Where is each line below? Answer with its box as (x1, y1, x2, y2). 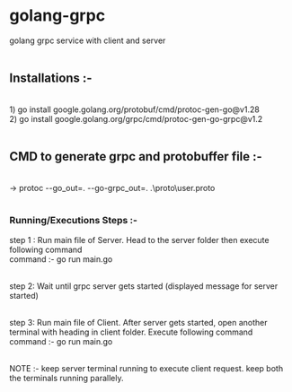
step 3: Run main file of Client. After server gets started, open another (9, 317, 268, 327)
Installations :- (9, 71, 93, 86)
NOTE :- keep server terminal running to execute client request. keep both (9, 362, 284, 373)
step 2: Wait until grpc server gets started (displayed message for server (9, 280, 279, 292)
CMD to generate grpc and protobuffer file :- (9, 149, 262, 164)
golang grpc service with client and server (9, 35, 166, 46)
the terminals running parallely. (9, 372, 124, 383)
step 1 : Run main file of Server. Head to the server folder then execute (9, 234, 270, 245)
